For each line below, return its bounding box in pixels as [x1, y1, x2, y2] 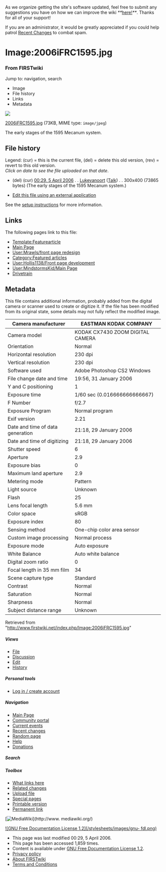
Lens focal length [7, 502, 48, 509]
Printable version [12, 801, 47, 807]
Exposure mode [7, 542, 44, 549]
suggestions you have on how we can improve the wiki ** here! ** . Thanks [5, 9, 155, 15]
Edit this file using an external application [12, 192, 96, 198]
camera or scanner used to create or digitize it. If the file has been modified [5, 303, 159, 309]
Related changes [12, 785, 47, 791]
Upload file [12, 790, 35, 797]
